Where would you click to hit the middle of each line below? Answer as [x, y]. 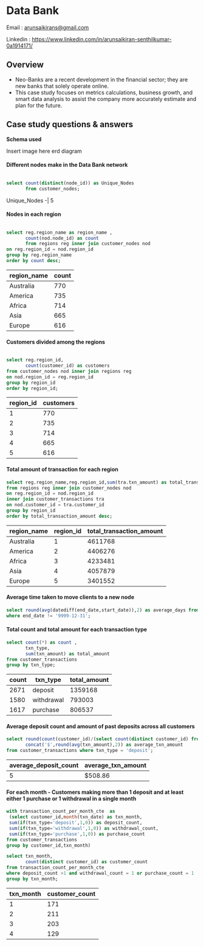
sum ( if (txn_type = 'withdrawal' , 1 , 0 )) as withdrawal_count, [84, 828]
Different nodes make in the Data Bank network [67, 165]
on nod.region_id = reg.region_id [50, 377]
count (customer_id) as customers [68, 366]
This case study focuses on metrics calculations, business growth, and [104, 92]
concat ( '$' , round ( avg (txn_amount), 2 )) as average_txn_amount [104, 745]
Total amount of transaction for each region [62, 470]
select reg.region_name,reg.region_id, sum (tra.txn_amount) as [87, 482]
